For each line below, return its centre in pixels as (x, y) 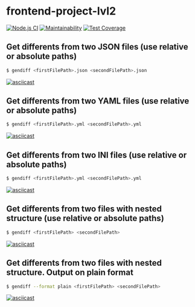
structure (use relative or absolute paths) (85, 218)
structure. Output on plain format (70, 273)
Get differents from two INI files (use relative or (97, 155)
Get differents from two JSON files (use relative (97, 47)
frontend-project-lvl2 (61, 11)
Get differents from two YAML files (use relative (98, 101)
